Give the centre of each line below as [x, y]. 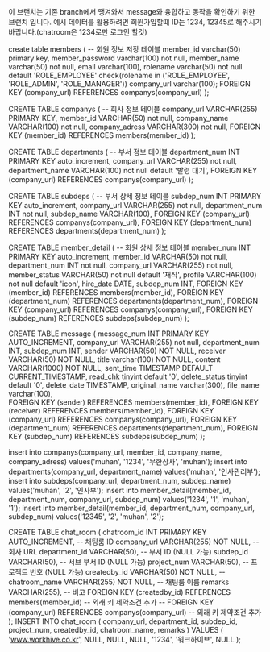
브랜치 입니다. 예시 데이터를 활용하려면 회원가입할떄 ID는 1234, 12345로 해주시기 [135, 22]
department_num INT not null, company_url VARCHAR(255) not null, [121, 265]
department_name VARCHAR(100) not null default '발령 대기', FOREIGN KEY [133, 170]
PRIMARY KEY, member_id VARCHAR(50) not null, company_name [118, 118]
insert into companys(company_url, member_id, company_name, [115, 452]
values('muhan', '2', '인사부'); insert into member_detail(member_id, [120, 490]
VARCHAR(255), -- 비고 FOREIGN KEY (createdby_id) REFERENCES [120, 592]
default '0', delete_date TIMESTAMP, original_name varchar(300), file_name [134, 385]
